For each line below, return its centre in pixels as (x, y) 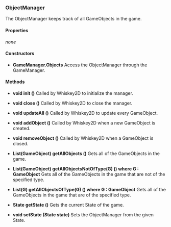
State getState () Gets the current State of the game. (68, 205)
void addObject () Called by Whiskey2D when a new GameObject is (84, 123)
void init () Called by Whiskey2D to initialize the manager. (73, 93)
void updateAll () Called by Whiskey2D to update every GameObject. (85, 113)
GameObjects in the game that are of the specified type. (72, 195)
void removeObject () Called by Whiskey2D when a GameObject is (83, 138)
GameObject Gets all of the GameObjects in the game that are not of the (89, 174)
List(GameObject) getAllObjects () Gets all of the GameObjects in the (86, 153)
